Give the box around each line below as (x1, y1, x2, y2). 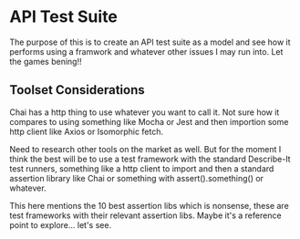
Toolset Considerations (9, 82, 145, 98)
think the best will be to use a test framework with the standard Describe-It (9, 153, 291, 164)
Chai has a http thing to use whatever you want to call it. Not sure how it (9, 107, 280, 118)
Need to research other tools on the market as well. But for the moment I (9, 143, 282, 154)
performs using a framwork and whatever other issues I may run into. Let (9, 46, 284, 57)
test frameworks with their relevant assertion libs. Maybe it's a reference (9, 210, 282, 221)
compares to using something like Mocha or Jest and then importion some (9, 116, 289, 127)
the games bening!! (9, 56, 82, 67)
